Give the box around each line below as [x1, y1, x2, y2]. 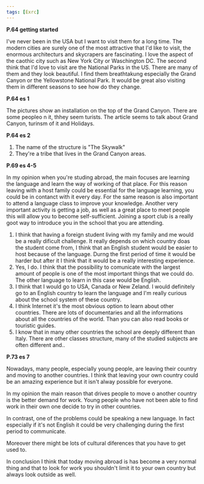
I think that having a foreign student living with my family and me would [15, 230, 194, 238]
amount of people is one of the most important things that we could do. [15, 269, 194, 277]
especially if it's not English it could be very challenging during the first [6, 421, 185, 428]
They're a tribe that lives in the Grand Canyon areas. [15, 150, 146, 157]
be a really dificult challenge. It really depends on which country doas [15, 237, 191, 244]
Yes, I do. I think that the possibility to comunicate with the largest [15, 263, 181, 271]
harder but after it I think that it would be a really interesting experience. [15, 257, 195, 264]
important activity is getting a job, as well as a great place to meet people [6, 206, 190, 213]
